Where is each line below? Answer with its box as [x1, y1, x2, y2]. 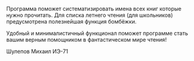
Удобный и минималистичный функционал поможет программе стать [6, 30, 189, 37]
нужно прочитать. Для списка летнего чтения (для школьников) [6, 11, 173, 19]
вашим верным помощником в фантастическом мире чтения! [6, 36, 167, 43]
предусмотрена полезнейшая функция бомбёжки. [6, 18, 137, 25]
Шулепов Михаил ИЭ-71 [6, 48, 69, 55]
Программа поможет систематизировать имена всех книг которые [6, 5, 182, 12]
